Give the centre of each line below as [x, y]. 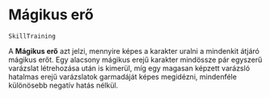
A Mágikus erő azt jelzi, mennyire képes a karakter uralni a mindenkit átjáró [134, 51]
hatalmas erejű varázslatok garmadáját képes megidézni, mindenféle [122, 76]
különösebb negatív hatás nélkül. [63, 85]
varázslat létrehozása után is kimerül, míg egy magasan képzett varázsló [129, 68]
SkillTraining [32, 36]
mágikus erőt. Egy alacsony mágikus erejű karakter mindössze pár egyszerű [135, 59]
